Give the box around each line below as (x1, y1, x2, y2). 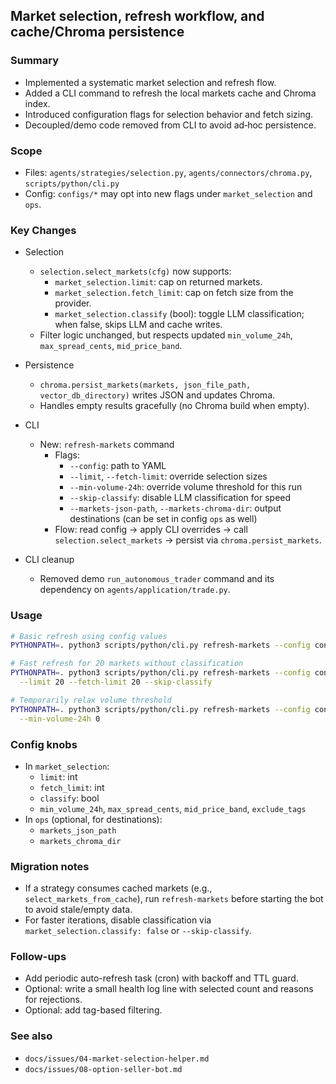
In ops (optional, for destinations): (24, 813, 163, 825)
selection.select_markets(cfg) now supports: (39, 265, 232, 278)
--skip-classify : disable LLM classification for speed (69, 492, 292, 504)
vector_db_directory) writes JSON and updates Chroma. (39, 389, 276, 401)
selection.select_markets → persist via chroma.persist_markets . (54, 534, 322, 546)
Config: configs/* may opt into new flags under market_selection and (24, 187, 313, 199)
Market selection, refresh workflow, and (10, 8, 265, 25)
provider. (54, 297, 92, 309)
